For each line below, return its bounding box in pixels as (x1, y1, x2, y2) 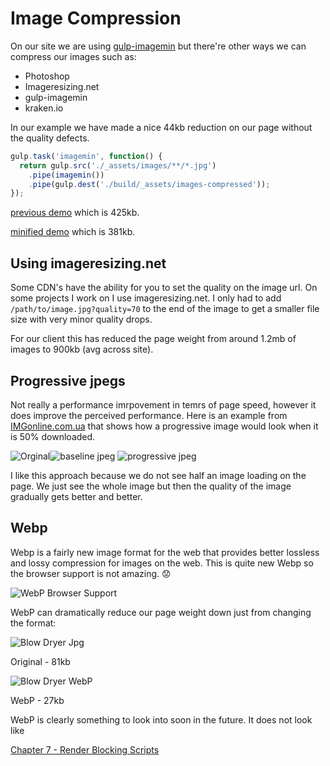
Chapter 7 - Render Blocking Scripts (10, 743, 160, 756)
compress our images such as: (10, 50, 137, 62)
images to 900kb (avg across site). (10, 343, 154, 356)
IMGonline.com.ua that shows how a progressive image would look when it (10, 420, 319, 432)
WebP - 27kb (10, 694, 65, 706)
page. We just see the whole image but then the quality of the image (10, 480, 292, 492)
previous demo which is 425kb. (10, 207, 140, 219)
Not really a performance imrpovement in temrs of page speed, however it (10, 398, 317, 411)
